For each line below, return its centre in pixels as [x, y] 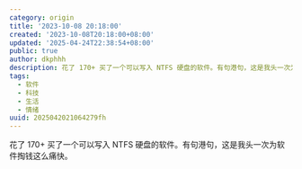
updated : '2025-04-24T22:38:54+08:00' [82, 43]
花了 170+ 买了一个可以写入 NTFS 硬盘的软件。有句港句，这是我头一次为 [143, 145]
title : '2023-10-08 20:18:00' [66, 26]
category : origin [42, 18]
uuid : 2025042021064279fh [58, 118]
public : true [34, 51]
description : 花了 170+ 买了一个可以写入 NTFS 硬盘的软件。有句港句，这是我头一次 [150, 68]
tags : [19, 76]
